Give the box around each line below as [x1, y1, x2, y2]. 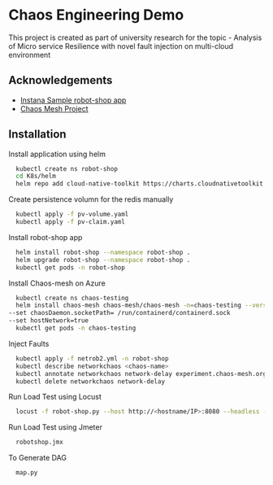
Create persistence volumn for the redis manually [8, 194, 174, 204]
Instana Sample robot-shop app [19, 95, 127, 105]
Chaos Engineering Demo [8, 6, 184, 24]
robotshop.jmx [15, 438, 63, 447]
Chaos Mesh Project [19, 103, 89, 113]
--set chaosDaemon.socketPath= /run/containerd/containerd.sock [8, 309, 231, 317]
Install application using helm [8, 149, 106, 159]
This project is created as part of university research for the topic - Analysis [8, 33, 262, 42]
